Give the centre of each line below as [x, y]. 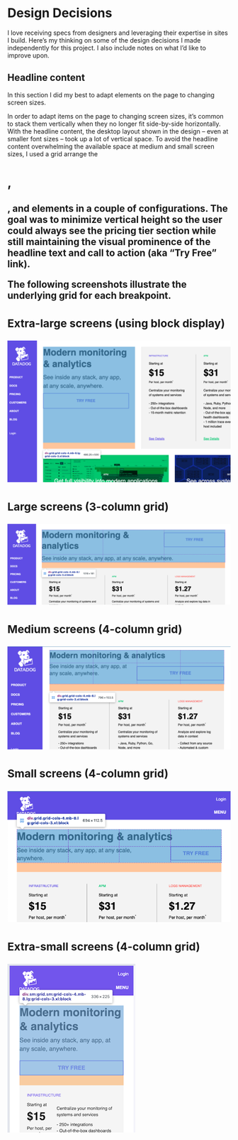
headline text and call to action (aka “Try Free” [112, 253]
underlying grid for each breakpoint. [89, 296]
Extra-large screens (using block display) [116, 323]
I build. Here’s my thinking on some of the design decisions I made [104, 40]
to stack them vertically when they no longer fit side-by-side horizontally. [114, 124]
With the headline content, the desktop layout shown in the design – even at [118, 131]
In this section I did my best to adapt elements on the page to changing [111, 94]
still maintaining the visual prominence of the [109, 242]
